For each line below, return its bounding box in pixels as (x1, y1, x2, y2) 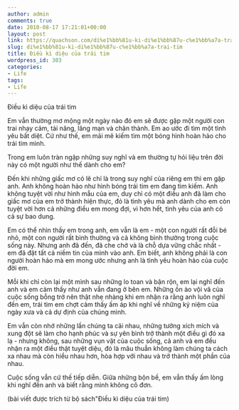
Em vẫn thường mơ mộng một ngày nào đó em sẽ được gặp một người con (7, 117, 225, 125)
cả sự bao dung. (7, 212, 55, 221)
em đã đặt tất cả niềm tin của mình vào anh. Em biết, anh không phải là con (7, 248, 228, 257)
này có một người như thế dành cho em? (7, 161, 126, 169)
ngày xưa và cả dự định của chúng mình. (7, 307, 127, 317)
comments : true (7, 17, 53, 24)
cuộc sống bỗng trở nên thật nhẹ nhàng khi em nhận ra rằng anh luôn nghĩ (7, 293, 225, 301)
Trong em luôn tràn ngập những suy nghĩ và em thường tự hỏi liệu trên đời (7, 153, 224, 162)
